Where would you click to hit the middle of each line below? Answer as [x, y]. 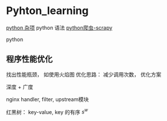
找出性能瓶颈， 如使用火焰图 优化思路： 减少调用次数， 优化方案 [84, 74]
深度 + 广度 [20, 87]
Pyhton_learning [47, 11]
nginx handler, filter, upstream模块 [48, 99]
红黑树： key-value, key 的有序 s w [47, 111]
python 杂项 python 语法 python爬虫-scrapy [59, 27]
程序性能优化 [29, 59]
